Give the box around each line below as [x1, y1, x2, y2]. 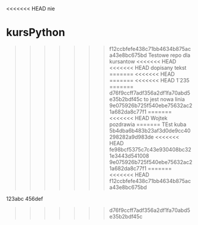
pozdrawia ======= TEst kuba [109, 121, 187, 128]
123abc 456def [6, 195, 43, 202]
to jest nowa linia [143, 95, 185, 102]
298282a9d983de [109, 133, 154, 140]
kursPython [6, 26, 65, 39]
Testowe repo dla [148, 52, 191, 59]
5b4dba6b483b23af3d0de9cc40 [109, 127, 191, 134]
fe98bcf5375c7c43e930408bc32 [109, 146, 191, 153]
